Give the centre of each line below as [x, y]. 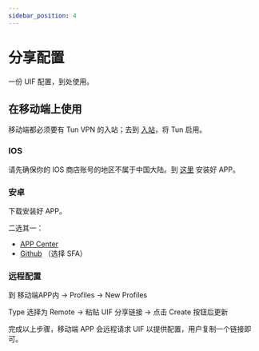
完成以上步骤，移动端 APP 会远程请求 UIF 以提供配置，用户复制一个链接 [126, 329]
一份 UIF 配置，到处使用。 [51, 82]
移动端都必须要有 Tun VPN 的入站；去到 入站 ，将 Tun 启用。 [107, 130]
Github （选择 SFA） [53, 253]
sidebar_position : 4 [43, 16]
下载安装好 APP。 [37, 211]
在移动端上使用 [45, 109]
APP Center [39, 244]
